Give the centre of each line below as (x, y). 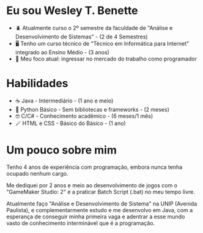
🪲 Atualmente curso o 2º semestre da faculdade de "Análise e (94, 27)
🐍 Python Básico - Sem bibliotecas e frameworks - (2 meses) (92, 109)
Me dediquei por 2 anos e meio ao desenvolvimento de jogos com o (92, 185)
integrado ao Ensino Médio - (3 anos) (62, 52)
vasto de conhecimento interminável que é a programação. (81, 223)
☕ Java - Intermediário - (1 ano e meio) (64, 101)
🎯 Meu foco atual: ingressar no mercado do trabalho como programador (106, 59)
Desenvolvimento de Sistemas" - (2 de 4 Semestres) (81, 37)
